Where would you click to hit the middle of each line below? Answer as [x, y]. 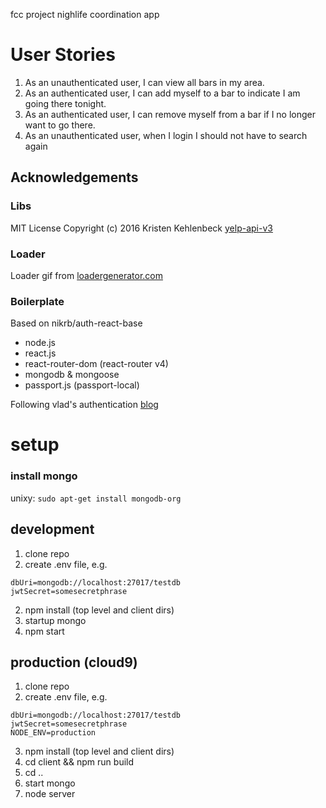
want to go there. [60, 125]
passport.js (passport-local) [82, 385]
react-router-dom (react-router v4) [96, 364]
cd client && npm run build [79, 762]
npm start [44, 631]
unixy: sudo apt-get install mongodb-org [96, 498]
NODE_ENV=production [53, 733]
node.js [40, 343]
